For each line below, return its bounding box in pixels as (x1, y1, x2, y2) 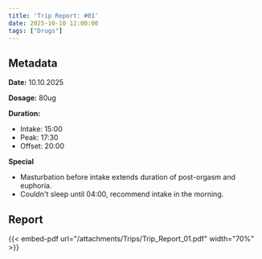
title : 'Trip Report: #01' (8, 11, 99, 20)
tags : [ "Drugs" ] (8, 26, 63, 34)
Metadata (8, 56, 58, 70)
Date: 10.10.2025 (8, 78, 64, 87)
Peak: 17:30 (19, 133, 59, 143)
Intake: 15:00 (19, 124, 63, 134)
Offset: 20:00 (19, 141, 65, 151)
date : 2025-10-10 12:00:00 (8, 19, 99, 27)
